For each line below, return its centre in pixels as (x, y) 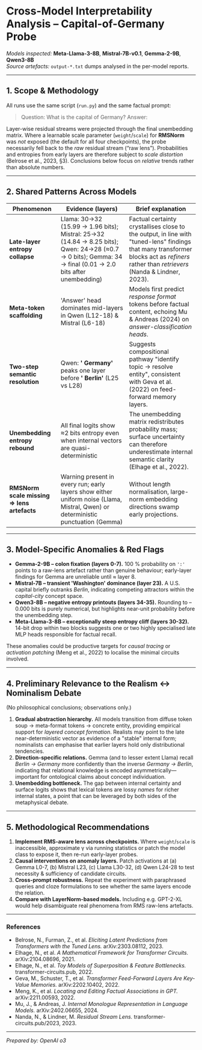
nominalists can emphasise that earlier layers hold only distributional (100, 745)
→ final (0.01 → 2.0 (88, 264)
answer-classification (161, 327)
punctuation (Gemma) (92, 521)
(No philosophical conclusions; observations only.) (69, 708)
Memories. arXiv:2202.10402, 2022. (75, 985)
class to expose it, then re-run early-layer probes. (76, 854)
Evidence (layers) (92, 209)
